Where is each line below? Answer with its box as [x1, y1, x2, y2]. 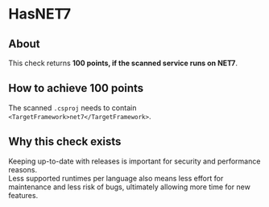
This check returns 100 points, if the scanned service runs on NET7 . [8, 58, 238, 68]
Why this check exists [8, 135, 122, 149]
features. [8, 190, 39, 200]
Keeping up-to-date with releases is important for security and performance [8, 156, 261, 166]
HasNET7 [8, 5, 71, 23]
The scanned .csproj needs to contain [8, 102, 137, 113]
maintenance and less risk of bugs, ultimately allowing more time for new [8, 182, 251, 192]
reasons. [8, 164, 38, 174]
